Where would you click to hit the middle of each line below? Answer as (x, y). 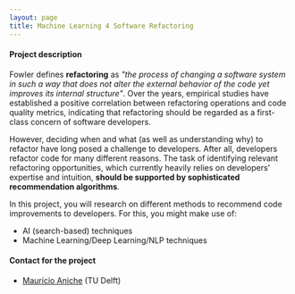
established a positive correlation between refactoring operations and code (148, 103)
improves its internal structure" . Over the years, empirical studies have (139, 93)
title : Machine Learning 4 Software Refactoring (101, 26)
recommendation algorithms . (65, 186)
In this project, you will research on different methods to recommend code (146, 204)
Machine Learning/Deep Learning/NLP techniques (114, 240)
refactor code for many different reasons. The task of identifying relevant (144, 158)
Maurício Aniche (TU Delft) (72, 280)
